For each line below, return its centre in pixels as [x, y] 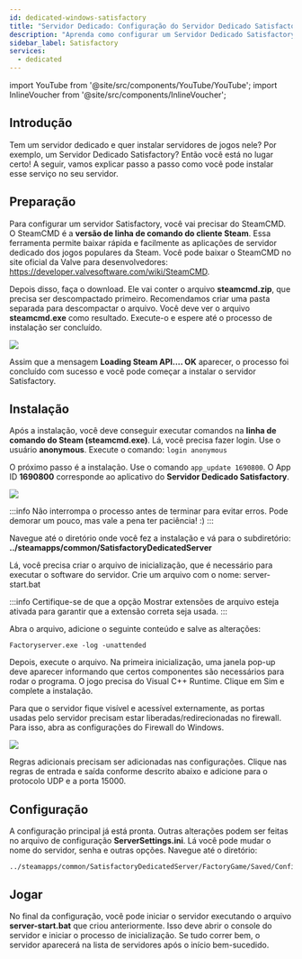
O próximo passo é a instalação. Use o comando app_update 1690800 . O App [150, 467]
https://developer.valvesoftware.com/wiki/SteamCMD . [110, 271]
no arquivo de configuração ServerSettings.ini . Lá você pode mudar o [140, 841]
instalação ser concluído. [56, 327]
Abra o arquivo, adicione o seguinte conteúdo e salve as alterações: [135, 629]
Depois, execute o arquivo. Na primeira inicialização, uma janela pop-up [142, 662]
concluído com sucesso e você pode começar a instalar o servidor [133, 371]
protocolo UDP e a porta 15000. [68, 781]
